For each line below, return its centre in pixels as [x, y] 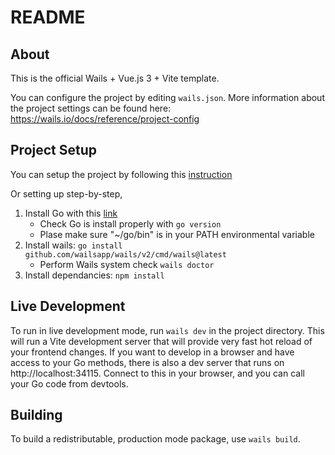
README [48, 17]
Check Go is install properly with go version [130, 223]
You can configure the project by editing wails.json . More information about [167, 97]
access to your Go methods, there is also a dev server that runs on [147, 362]
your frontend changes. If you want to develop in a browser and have [152, 352]
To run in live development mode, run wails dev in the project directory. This [167, 330]
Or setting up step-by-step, [66, 193]
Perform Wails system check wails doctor [127, 264]
